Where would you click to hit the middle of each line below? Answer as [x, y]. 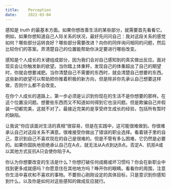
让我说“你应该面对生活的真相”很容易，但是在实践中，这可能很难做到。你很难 [85, 125]
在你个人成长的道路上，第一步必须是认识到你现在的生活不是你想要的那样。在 [85, 96]
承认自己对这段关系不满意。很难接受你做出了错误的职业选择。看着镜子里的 [83, 132]
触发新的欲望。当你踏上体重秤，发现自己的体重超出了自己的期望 [94, 66]
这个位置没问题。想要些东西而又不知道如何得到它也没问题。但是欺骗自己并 [83, 102]
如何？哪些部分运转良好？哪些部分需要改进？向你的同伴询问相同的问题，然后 [85, 42]
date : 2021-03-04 [28, 15]
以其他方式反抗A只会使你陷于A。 [40, 151]
